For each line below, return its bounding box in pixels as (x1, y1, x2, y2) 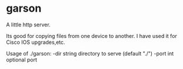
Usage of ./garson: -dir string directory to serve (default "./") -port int (6, 50, 174, 57)
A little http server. (6, 21, 51, 28)
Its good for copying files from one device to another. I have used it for (6, 32, 178, 39)
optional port (6, 56, 37, 63)
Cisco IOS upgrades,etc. (6, 39, 66, 46)
